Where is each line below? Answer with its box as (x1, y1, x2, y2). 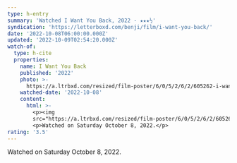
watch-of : (7, 43, 37, 50)
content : (20, 96, 46, 103)
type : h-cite (13, 50, 52, 57)
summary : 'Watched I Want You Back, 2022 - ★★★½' (7, 17, 157, 24)
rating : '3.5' (7, 128, 49, 135)
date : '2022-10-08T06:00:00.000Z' (7, 30, 109, 37)
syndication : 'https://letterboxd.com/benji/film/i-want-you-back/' (7, 23, 213, 30)
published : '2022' (20, 69, 74, 76)
